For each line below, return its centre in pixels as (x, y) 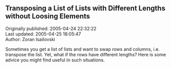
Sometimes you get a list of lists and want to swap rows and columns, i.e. (82, 49)
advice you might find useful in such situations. (55, 60)
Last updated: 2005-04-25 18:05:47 (43, 34)
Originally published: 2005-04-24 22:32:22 (51, 28)
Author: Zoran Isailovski (30, 39)
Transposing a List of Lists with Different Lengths (85, 8)
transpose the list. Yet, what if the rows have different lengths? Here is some (86, 54)
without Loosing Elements (48, 16)
